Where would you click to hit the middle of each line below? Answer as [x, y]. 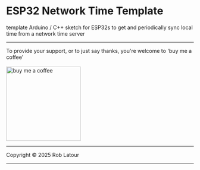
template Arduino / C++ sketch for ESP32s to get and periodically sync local [100, 27]
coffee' [15, 57]
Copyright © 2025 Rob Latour [43, 155]
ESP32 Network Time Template [85, 11]
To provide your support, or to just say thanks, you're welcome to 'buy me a [99, 51]
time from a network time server [46, 33]
